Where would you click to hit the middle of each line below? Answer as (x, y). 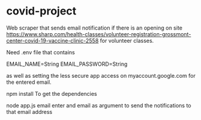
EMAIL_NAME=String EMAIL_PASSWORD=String (67, 64)
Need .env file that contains (41, 52)
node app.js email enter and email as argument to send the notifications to (99, 105)
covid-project (41, 11)
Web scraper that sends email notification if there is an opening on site (94, 28)
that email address (29, 112)
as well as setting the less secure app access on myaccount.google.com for (101, 75)
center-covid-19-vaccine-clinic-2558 (52, 40)
